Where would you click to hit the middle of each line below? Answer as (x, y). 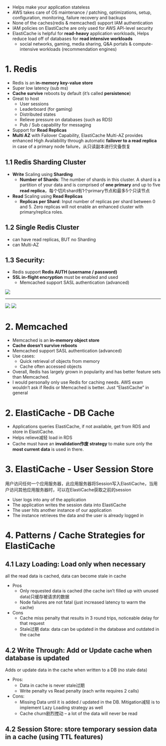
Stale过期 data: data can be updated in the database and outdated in (89, 629)
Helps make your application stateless (51, 7)
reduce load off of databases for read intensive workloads (72, 39)
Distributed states (38, 114)
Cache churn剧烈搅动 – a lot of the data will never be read (78, 713)
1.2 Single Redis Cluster (42, 228)
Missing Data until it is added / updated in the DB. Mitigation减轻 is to (90, 702)
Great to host (26, 98)
